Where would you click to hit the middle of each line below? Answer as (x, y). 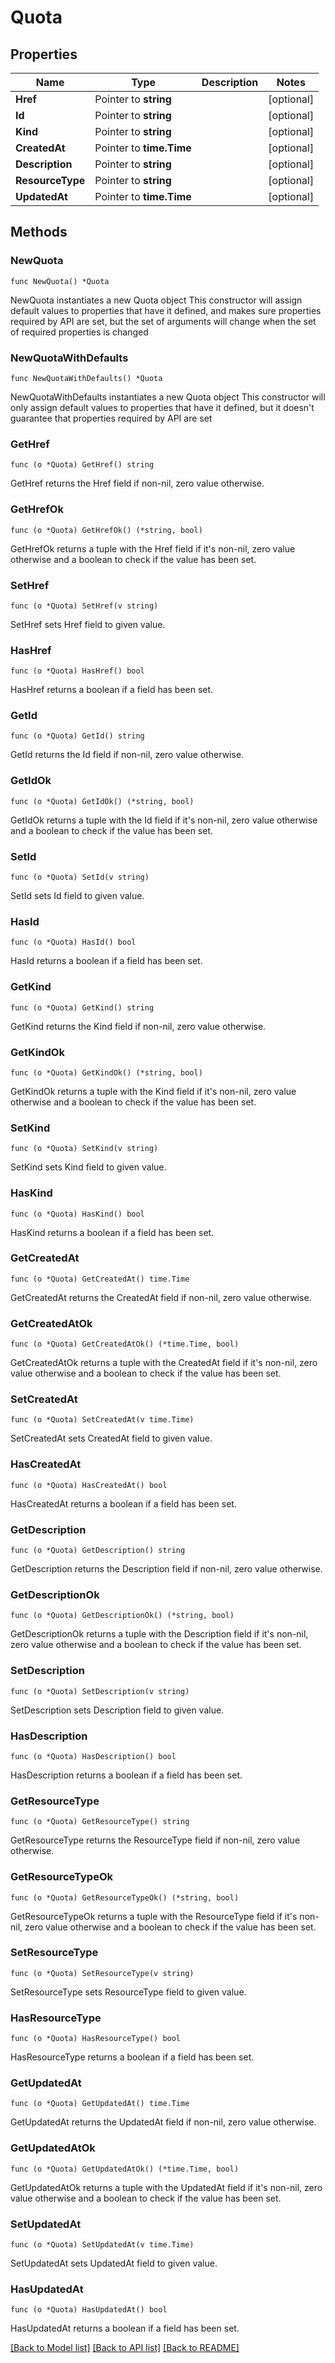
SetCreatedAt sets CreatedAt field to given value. (111, 1438)
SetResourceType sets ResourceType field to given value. (128, 1992)
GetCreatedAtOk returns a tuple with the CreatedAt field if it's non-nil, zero (164, 1363)
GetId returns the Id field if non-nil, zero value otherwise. (127, 755)
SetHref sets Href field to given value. (88, 624)
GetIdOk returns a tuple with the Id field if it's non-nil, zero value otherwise (164, 820)
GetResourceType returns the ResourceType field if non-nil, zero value (155, 1840)
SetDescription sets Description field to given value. (117, 1710)
